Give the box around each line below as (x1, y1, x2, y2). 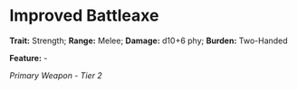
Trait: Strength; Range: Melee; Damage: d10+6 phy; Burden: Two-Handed (9, 35, 288, 46)
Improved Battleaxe (9, 5, 159, 26)
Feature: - (9, 52, 48, 63)
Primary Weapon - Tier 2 (9, 69, 102, 81)
